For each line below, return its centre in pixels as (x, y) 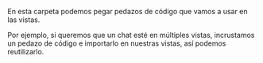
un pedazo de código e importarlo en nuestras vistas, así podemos (117, 43)
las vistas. (24, 20)
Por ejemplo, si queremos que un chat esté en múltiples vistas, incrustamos (131, 35)
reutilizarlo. (26, 52)
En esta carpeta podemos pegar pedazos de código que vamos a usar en (128, 11)
